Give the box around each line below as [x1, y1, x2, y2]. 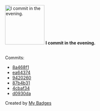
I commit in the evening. [45, 40, 96, 46]
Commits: [5, 55, 25, 61]
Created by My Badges [5, 100, 51, 106]
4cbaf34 [12, 85, 30, 91]
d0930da [12, 91, 31, 96]
